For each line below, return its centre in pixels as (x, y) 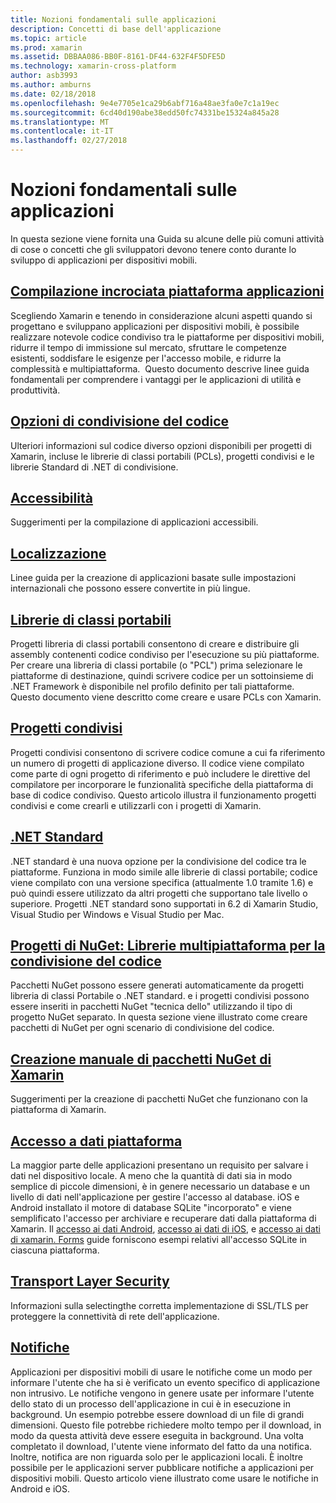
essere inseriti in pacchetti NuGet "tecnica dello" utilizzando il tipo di (151, 1007)
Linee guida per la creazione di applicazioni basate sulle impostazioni (153, 578)
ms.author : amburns (51, 85)
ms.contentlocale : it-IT (62, 131)
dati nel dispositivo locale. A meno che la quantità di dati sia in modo (151, 1176)
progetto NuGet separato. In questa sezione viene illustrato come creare (159, 1017)
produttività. (35, 390)
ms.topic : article (48, 38)
